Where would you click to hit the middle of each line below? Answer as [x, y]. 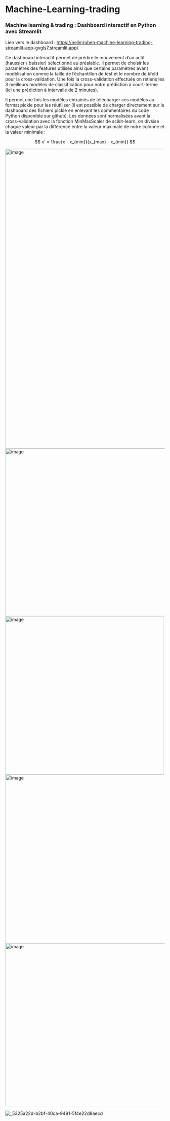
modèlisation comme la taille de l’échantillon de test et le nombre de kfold [82, 74]
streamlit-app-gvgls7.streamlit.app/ [42, 48]
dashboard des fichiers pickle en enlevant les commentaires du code [77, 110]
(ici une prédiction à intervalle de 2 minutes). [52, 90]
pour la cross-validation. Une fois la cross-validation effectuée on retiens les [85, 79]
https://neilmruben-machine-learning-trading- [104, 43]
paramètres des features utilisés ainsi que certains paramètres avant [77, 68]
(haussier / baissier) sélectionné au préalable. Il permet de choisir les [77, 63]
